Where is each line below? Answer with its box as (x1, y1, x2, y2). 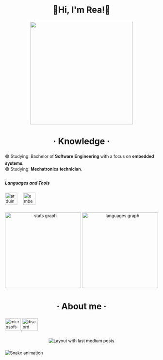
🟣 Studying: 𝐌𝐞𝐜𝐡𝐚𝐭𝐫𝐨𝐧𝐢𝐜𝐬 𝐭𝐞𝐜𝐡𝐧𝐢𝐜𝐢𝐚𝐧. (5, 166, 82, 172)
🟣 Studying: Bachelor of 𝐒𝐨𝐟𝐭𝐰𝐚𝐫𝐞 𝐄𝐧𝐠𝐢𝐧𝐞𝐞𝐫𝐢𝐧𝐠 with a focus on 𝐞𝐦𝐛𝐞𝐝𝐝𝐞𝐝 (5, 154, 154, 159)
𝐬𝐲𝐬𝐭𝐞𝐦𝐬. (5, 160, 24, 166)
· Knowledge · (53, 136, 110, 147)
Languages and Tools (5, 180, 50, 186)
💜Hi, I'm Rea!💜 (52, 4, 111, 16)
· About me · (56, 300, 107, 312)
